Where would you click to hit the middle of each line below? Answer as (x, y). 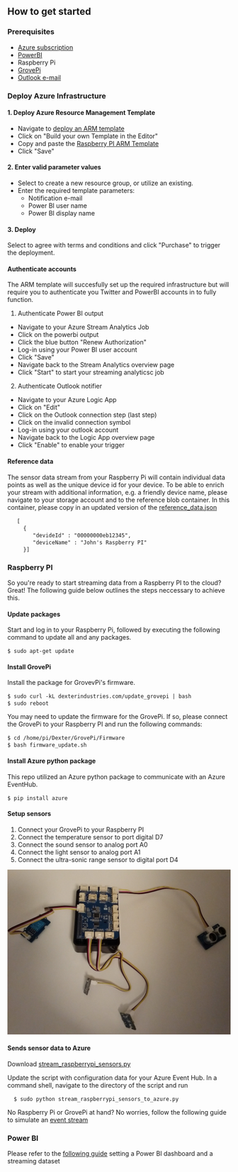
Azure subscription (45, 47)
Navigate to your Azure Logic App (67, 400)
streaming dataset (34, 1161)
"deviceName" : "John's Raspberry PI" (90, 542)
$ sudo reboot (28, 704)
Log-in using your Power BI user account (77, 350)
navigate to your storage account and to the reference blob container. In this (119, 500)
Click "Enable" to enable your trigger (71, 445)
